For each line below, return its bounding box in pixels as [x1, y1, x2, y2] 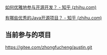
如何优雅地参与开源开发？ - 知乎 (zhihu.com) [5, 4, 97, 10]
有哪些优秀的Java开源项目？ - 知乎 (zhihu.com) [5, 15, 102, 21]
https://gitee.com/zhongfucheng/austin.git [5, 44, 93, 50]
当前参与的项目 [5, 31, 51, 39]
